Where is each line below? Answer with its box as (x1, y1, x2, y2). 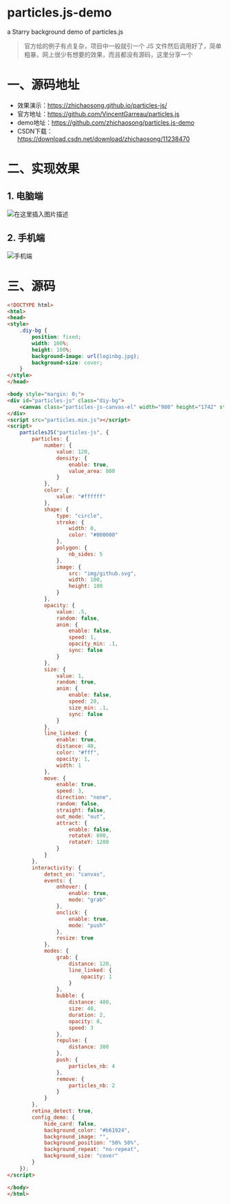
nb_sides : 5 (68, 551, 103, 558)
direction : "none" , (56, 794, 112, 801)
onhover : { (56, 883, 88, 891)
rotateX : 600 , (68, 832, 109, 839)
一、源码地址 (7, 77, 80, 93)
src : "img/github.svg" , (68, 570, 137, 577)
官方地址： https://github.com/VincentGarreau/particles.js (16, 109, 180, 118)
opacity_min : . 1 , (68, 640, 118, 648)
